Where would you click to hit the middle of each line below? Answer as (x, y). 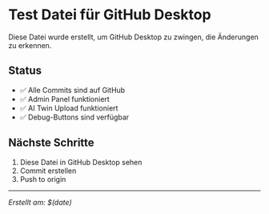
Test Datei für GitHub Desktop (110, 15)
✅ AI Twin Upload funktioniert (69, 108)
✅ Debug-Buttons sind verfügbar (74, 117)
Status (25, 71)
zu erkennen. (30, 45)
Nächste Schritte (51, 143)
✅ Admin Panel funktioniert (64, 99)
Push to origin (43, 179)
